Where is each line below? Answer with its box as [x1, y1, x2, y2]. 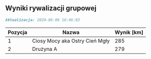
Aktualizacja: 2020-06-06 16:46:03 [5, 17, 80, 22]
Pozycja [8, 29, 28, 36]
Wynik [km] [114, 29, 144, 36]
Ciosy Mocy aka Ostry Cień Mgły [32, 37, 110, 44]
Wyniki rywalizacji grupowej [5, 4, 97, 13]
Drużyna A [32, 45, 57, 52]
